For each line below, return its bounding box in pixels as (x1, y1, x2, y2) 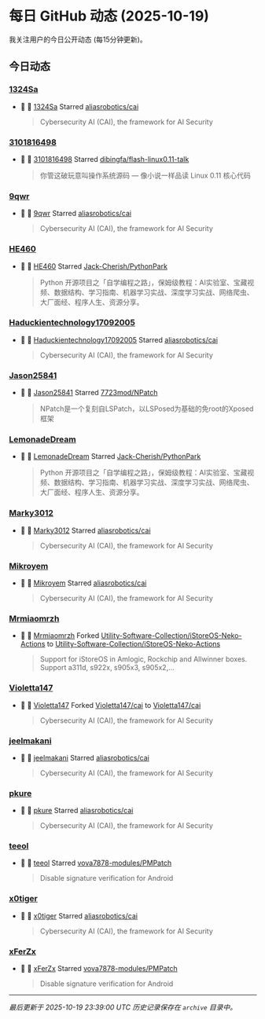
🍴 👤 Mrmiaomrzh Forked (20, 631, 100, 640)
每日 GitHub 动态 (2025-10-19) (9, 7, 209, 25)
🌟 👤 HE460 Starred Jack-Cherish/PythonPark (20, 261, 168, 271)
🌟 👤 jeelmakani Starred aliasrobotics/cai (20, 753, 150, 762)
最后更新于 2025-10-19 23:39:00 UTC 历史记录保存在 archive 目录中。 (9, 1003, 237, 1012)
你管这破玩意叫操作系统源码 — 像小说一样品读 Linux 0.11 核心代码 (39, 170, 251, 180)
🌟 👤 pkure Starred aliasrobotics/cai (20, 806, 134, 816)
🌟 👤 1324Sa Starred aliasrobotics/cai (20, 101, 139, 111)
